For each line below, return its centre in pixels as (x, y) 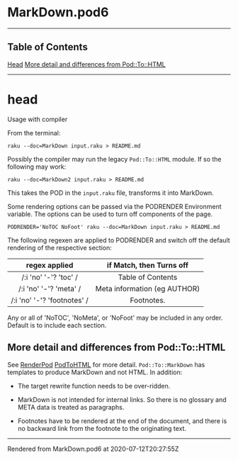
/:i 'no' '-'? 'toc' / (50, 277)
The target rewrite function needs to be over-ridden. (94, 386)
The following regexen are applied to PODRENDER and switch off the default (119, 240)
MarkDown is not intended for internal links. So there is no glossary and (122, 399)
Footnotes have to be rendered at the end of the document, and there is (122, 421)
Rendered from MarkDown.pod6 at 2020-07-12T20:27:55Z (93, 449)
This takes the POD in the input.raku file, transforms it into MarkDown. (110, 193)
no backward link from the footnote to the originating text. (102, 428)
